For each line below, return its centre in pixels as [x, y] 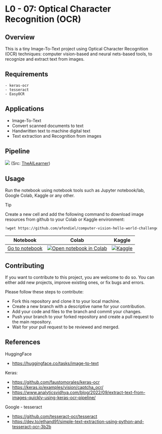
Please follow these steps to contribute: [44, 291]
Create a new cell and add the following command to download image [74, 214]
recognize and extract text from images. [45, 59]
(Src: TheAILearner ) [31, 163]
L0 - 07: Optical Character [58, 9]
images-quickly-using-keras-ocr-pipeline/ [54, 397]
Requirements [27, 74]
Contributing [25, 265]
